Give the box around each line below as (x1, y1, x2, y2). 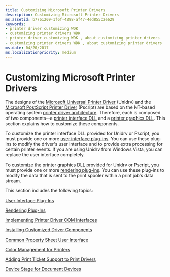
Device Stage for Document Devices (5, 266, 81, 272)
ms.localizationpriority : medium (5, 50, 76, 55)
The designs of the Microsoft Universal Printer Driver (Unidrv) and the (5, 99, 151, 105)
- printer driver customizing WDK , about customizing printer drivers (5, 36, 160, 41)
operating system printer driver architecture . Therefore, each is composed (5, 110, 161, 116)
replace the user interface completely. (5, 152, 85, 158)
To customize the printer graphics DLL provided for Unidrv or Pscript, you (5, 162, 159, 168)
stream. (5, 178, 21, 184)
